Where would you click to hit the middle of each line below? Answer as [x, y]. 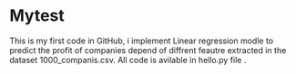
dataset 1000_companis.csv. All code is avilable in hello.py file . [128, 60]
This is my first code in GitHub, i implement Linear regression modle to [142, 41]
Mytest [37, 16]
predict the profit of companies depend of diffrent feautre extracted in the [148, 50]
